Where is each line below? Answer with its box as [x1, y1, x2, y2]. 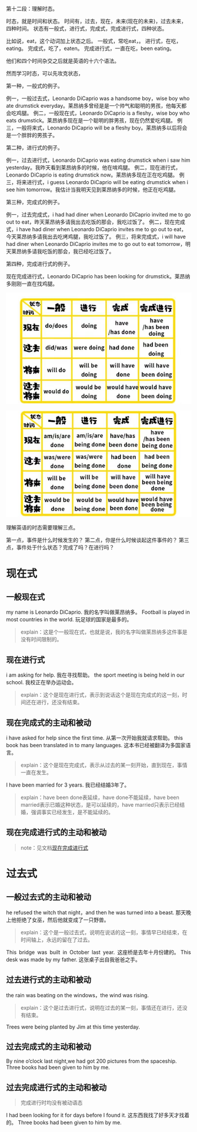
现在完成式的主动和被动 [6, 717, 91, 728]
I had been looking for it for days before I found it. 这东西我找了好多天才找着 [6, 1111, 190, 1119]
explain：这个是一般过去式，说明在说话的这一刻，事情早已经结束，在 [20, 928, 188, 935]
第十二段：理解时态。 [6, 5, 58, 12]
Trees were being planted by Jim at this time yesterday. [6, 1023, 140, 1030]
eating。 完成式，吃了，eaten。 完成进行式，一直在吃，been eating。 [6, 45, 175, 52]
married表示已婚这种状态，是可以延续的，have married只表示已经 [20, 801, 180, 808]
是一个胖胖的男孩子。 [6, 132, 58, 138]
